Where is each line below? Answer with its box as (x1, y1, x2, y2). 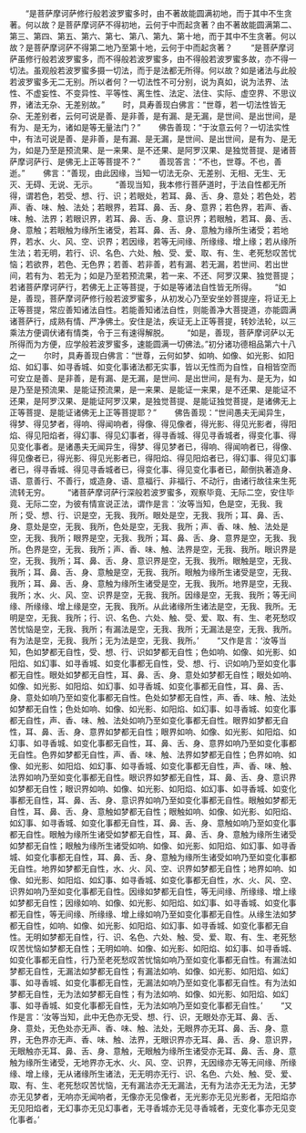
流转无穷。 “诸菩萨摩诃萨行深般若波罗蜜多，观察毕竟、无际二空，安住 (9, 487, 287, 497)
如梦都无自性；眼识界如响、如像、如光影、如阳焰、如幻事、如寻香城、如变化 (9, 784, 297, 794)
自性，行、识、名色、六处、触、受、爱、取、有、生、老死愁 (72, 931, 297, 942)
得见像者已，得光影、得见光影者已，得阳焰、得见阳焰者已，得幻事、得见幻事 (9, 452, 297, 463)
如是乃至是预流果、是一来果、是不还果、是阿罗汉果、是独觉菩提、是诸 (25, 145, 289, 155)
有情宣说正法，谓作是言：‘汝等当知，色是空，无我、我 (80, 498, 283, 509)
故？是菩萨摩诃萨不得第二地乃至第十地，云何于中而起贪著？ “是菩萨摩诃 (9, 42, 295, 53)
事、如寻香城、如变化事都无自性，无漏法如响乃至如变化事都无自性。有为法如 (9, 977, 297, 988)
